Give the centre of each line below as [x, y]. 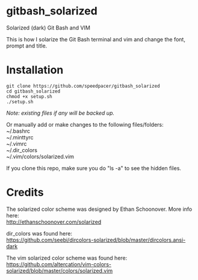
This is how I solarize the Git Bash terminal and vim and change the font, [96, 39]
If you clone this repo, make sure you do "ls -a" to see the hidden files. [94, 168]
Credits [25, 193]
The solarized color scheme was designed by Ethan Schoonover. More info [99, 209]
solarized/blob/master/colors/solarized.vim [60, 270]
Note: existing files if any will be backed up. [60, 113]
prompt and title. [27, 46]
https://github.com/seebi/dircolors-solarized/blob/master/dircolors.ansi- [96, 240]
